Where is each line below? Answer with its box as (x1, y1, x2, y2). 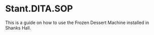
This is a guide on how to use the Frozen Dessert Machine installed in (5, 19, 149, 25)
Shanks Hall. (5, 24, 31, 30)
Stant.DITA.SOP (5, 3, 73, 14)
